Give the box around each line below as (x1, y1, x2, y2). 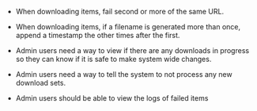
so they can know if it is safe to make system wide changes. (15, 55, 212, 63)
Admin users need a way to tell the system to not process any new (15, 70, 232, 78)
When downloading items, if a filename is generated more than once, (15, 22, 241, 31)
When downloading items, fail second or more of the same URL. (15, 7, 224, 16)
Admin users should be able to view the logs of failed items (15, 94, 209, 102)
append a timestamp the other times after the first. (15, 31, 180, 40)
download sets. (15, 78, 66, 87)
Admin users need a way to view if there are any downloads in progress (15, 46, 250, 55)
